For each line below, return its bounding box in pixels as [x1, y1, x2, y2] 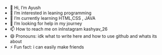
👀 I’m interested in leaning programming [9, 10, 92, 16]
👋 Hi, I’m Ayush [9, 5, 41, 10]
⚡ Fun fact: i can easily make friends [9, 44, 84, 50]
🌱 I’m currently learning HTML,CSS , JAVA [9, 15, 96, 21]
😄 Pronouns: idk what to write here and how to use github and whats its [9, 33, 157, 39]
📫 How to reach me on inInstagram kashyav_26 [9, 26, 108, 32]
